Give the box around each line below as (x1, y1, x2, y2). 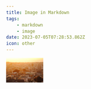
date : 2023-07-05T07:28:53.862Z (6, 34, 85, 41)
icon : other (6, 41, 35, 47)
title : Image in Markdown (6, 9, 69, 15)
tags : (6, 15, 19, 22)
